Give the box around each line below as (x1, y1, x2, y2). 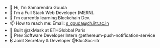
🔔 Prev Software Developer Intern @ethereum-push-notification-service (9, 32, 156, 38)
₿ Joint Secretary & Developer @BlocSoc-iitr (9, 38, 100, 43)
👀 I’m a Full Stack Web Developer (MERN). (9, 10, 95, 16)
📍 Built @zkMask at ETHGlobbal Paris (9, 27, 86, 33)
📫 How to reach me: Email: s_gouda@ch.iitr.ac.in (9, 20, 109, 26)
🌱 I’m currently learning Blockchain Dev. (9, 15, 91, 20)
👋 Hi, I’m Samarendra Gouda (9, 5, 67, 10)
